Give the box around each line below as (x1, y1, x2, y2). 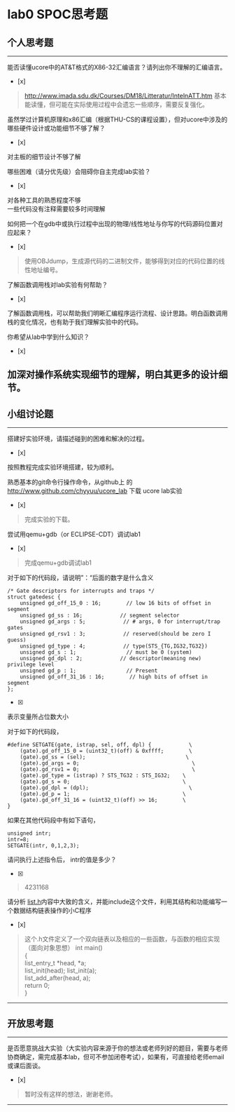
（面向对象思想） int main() (24, 944, 103, 952)
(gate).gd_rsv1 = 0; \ (20, 766, 196, 773)
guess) (7, 636, 27, 644)
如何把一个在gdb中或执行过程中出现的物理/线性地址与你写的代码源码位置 (7, 220, 217, 228)
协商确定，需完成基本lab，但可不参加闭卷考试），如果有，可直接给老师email (7, 1053, 225, 1061)
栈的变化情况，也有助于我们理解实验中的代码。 (7, 318, 142, 326)
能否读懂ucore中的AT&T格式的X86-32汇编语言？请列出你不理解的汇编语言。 (7, 63, 227, 71)
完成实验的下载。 (24, 515, 74, 523)
